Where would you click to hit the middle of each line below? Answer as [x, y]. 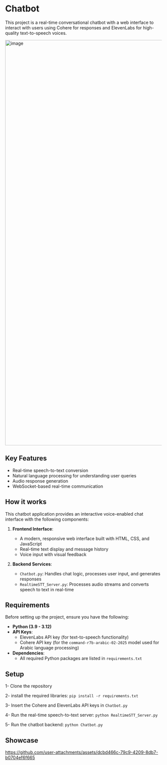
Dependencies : [28, 653]
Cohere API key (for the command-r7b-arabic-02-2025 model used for [89, 643]
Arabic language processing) [49, 648]
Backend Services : [32, 564]
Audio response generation [40, 481]
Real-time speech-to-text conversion [50, 470]
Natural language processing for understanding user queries [74, 475]
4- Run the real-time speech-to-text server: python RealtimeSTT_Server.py [82, 715]
